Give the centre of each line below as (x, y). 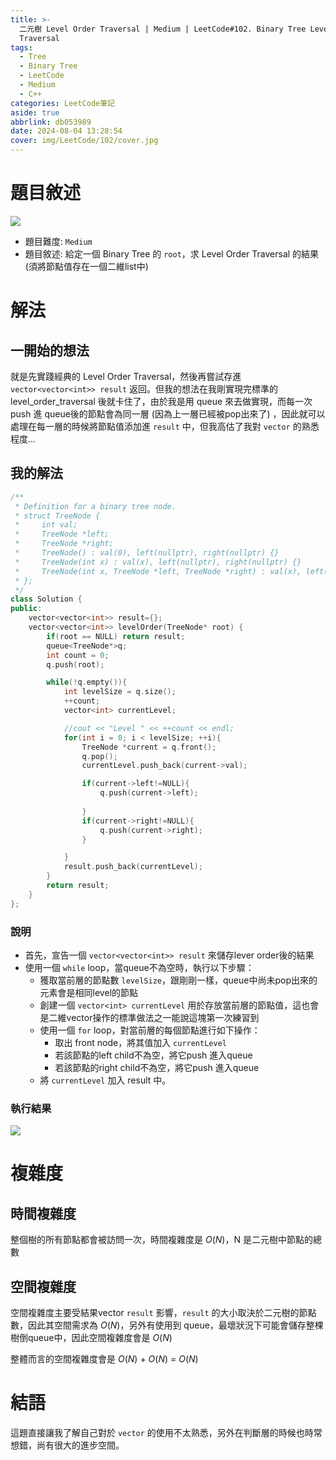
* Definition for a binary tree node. (95, 506)
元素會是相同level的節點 (89, 992)
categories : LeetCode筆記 (62, 103)
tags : (21, 47)
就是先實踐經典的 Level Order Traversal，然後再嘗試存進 (126, 376)
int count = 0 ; (78, 655)
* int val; (46, 525)
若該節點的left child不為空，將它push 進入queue (153, 1055)
